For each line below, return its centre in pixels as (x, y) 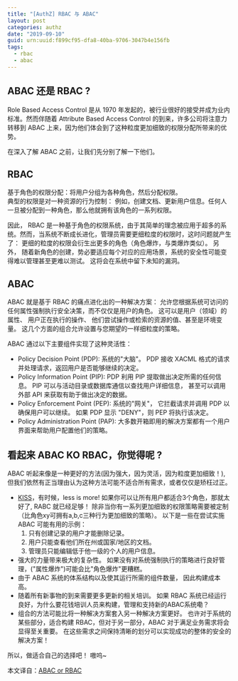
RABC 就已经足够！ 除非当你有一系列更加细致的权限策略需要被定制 (131, 506)
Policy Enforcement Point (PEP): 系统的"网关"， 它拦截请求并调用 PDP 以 (124, 404)
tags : (15, 47)
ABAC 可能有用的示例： (52, 524)
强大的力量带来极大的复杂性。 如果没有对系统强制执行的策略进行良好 (118, 560)
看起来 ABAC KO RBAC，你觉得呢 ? (85, 455)
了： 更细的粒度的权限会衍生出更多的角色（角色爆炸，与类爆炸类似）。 (109, 243)
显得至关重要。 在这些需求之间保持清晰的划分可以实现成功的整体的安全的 (124, 631)
